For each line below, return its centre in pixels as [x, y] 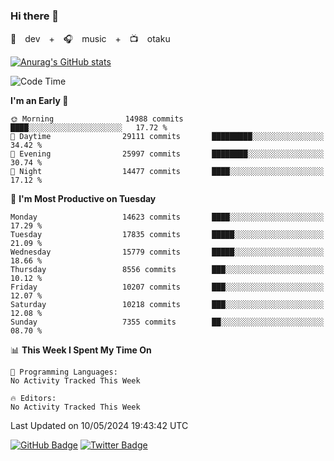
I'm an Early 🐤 [39, 101]
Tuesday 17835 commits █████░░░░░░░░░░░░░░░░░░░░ [167, 235]
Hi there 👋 [35, 16]
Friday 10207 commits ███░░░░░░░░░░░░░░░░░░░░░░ [167, 287]
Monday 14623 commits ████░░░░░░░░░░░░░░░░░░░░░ [167, 217]
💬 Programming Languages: [64, 372]
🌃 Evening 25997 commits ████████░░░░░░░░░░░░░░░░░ [167, 154]
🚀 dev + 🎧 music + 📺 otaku [90, 39]
